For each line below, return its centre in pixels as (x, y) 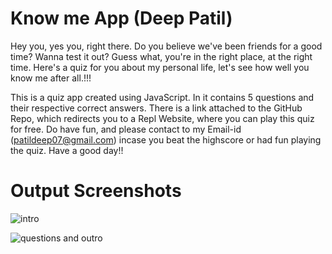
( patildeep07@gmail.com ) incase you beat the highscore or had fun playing (166, 139)
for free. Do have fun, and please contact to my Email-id (126, 129)
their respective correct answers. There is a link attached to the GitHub (156, 108)
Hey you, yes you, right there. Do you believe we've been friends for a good (166, 46)
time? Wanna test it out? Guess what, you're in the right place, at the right (161, 56)
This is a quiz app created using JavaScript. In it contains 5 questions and (162, 97)
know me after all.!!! (51, 78)
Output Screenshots (96, 191)
